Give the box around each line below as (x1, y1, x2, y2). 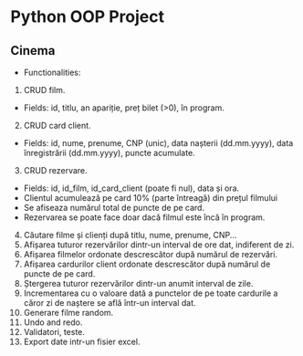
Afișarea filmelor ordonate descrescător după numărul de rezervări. (23, 249, 277, 259)
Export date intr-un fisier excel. (23, 336, 141, 347)
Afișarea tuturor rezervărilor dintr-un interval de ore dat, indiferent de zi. (23, 239, 295, 250)
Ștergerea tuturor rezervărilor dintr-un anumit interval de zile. (23, 278, 254, 288)
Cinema (10, 43, 56, 58)
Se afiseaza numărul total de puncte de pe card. (23, 203, 204, 213)
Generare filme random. (23, 308, 114, 318)
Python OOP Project (10, 6, 165, 27)
